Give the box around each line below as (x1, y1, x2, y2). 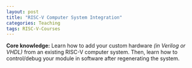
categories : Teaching (6, 20, 61, 26)
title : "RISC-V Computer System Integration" (6, 14, 122, 20)
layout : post (6, 8, 39, 15)
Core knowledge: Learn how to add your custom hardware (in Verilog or (6, 42, 186, 49)
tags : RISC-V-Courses (6, 25, 61, 32)
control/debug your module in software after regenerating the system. (6, 55, 180, 62)
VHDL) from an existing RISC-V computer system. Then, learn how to (6, 49, 178, 56)
